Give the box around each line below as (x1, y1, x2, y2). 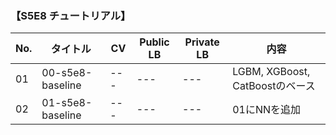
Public (139, 35, 170, 49)
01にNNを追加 (232, 103, 302, 117)
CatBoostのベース (232, 79, 316, 93)
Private (184, 35, 220, 49)
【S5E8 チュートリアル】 (10, 8, 132, 22)
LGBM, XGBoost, (232, 65, 311, 79)
